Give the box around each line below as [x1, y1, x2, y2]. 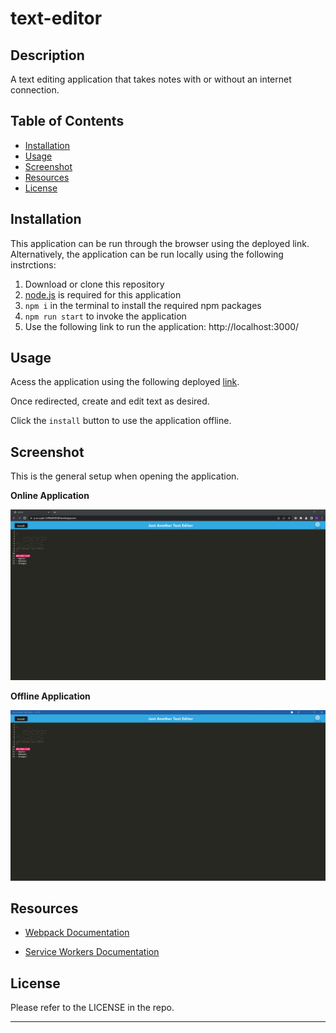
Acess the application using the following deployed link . [10, 376, 240, 388]
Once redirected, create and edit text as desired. [10, 395, 210, 407]
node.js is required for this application [24, 288, 182, 301]
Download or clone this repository [24, 278, 165, 290]
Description [10, 47, 85, 64]
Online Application [10, 490, 90, 502]
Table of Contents [10, 113, 125, 130]
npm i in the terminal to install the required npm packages [24, 299, 262, 311]
